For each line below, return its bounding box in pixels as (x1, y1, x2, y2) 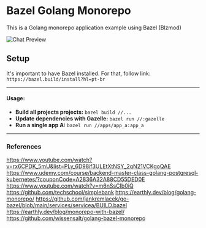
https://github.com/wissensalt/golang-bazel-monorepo (6, 215, 146, 222)
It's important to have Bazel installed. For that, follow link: (6, 70, 151, 77)
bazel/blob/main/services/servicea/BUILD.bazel (6, 202, 128, 209)
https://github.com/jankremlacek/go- (36, 195, 129, 202)
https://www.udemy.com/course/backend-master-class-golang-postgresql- (6, 169, 199, 177)
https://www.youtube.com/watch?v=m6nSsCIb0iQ (6, 182, 134, 189)
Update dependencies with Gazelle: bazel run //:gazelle (15, 114, 165, 122)
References (6, 142, 42, 150)
